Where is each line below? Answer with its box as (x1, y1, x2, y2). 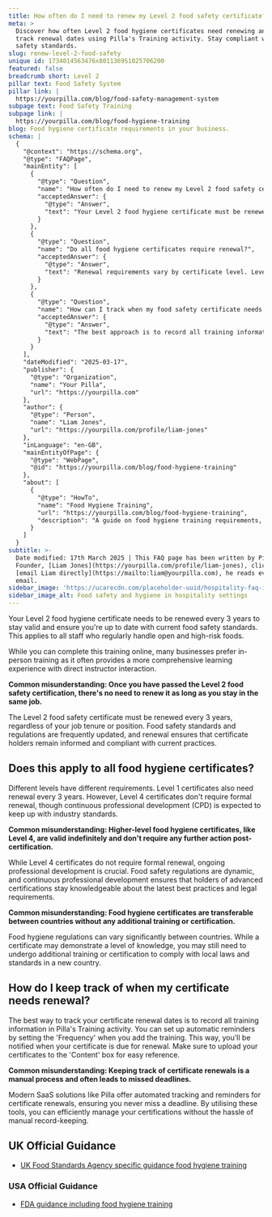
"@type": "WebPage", (29, 456, 100, 464)
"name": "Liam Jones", (29, 419, 107, 427)
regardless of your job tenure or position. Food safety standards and (8, 721, 236, 730)
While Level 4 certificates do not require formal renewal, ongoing (8, 857, 225, 867)
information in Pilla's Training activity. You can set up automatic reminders (8, 1023, 256, 1033)
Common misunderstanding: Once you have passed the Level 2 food (8, 679, 244, 689)
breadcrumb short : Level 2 (8, 72, 100, 80)
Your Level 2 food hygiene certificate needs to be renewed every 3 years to (8, 614, 261, 623)
